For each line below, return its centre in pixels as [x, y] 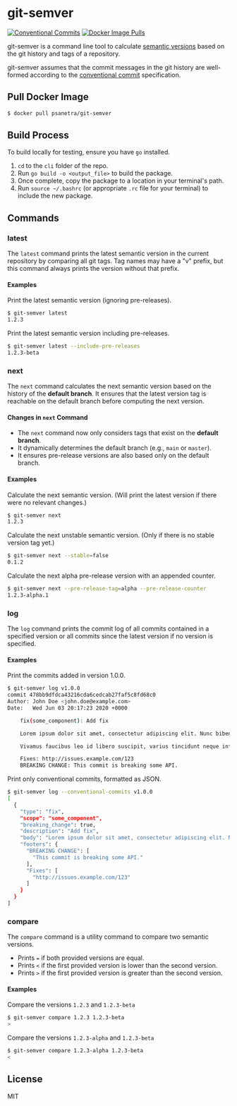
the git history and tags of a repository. [64, 54]
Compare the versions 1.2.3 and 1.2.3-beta [71, 1005]
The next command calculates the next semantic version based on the [109, 387]
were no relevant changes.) [47, 502]
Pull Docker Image [48, 97]
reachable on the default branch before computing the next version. [106, 401]
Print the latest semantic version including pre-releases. [89, 334]
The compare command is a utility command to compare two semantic [108, 937]
